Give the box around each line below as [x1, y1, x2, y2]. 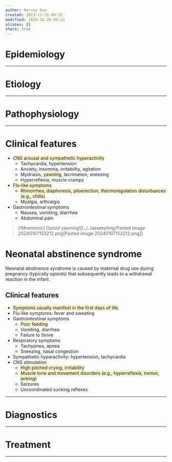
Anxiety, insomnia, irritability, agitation [20, 166, 101, 172]
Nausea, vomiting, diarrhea [20, 209, 78, 215]
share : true [5, 27, 31, 32]
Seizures [20, 380, 39, 387]
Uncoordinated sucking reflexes [20, 386, 88, 392]
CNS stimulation [12, 359, 47, 365]
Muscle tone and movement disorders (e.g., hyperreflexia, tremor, [20, 370, 159, 376]
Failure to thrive [20, 332, 54, 338]
